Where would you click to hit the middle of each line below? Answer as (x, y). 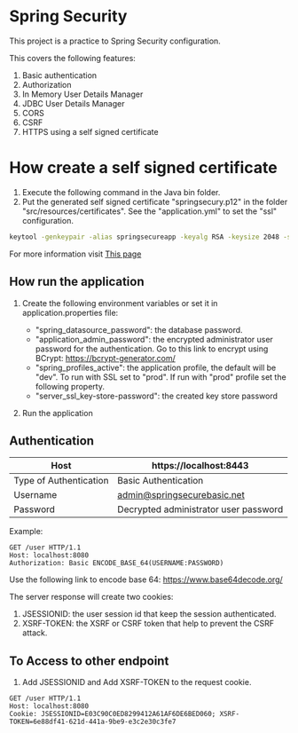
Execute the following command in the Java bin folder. (121, 192)
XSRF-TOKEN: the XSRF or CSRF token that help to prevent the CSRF (148, 624)
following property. (70, 386)
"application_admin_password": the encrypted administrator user (154, 339)
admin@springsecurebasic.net (181, 495)
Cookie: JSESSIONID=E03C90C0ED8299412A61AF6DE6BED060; (113, 714)
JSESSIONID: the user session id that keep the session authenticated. (149, 614)
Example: (26, 532)
